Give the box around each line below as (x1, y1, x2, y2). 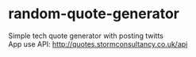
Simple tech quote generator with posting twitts (8, 31, 164, 40)
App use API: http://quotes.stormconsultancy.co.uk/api (8, 39, 188, 48)
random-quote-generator (8, 5, 180, 23)
